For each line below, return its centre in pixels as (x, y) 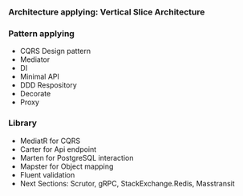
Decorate (35, 94)
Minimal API (40, 77)
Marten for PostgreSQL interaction (77, 157)
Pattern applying (41, 33)
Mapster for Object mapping (67, 166)
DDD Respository (49, 85)
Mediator (35, 59)
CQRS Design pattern (55, 51)
